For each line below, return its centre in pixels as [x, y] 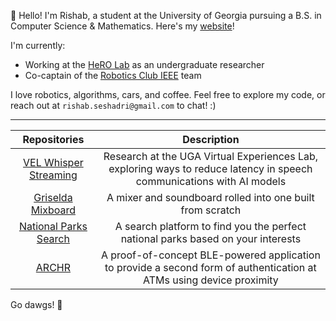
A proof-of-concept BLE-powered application [210, 255]
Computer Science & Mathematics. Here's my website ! [122, 26]
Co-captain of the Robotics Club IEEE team [113, 75]
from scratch [211, 210]
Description [211, 139]
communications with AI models [211, 181]
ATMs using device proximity [210, 280]
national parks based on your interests [211, 238]
